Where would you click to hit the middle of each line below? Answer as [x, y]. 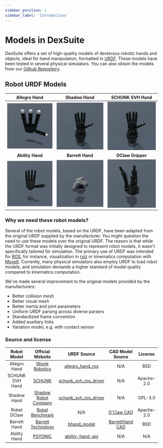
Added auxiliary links [33, 322]
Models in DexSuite [45, 40]
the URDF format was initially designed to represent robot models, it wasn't [80, 246]
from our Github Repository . [33, 69]
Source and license [28, 339]
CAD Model [121, 351]
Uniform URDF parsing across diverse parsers [58, 311]
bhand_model [81, 424]
